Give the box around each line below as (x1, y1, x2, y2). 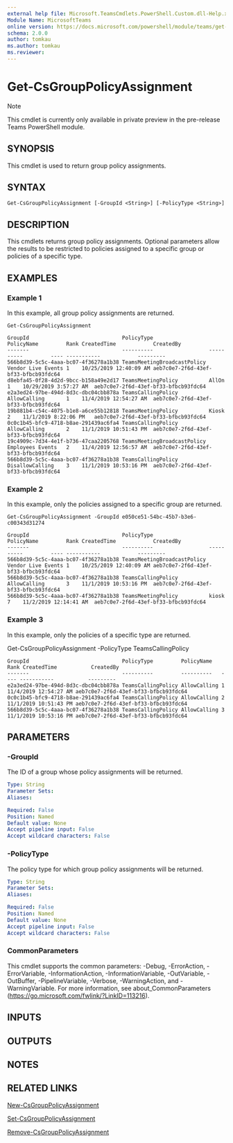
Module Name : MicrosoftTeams (7, 17, 92, 24)
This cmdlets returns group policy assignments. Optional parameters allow (7, 237, 220, 245)
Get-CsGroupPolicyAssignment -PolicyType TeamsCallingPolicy (7, 644, 189, 652)
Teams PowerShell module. (7, 122, 85, 131)
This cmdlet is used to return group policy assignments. (7, 161, 166, 170)
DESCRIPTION (7, 218, 69, 230)
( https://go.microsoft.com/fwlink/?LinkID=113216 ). (7, 991, 150, 1000)
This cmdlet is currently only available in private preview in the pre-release (7, 115, 221, 124)
